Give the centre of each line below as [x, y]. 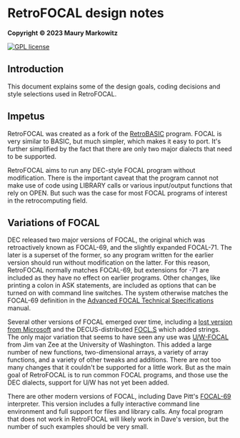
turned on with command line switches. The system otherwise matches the [118, 293]
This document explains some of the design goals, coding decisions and [114, 86]
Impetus [26, 117]
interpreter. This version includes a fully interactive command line [104, 404]
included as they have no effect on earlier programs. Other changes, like [114, 278]
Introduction [36, 69]
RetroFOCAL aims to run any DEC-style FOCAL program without [101, 170]
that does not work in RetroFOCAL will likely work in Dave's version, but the [118, 419]
